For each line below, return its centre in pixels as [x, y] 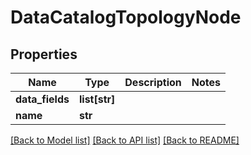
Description [153, 82]
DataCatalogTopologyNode [126, 17]
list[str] [97, 99]
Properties [44, 54]
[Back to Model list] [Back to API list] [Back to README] [125, 140]
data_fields [42, 99]
